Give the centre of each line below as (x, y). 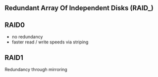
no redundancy (27, 37)
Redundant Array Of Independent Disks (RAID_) (79, 8)
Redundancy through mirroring (36, 70)
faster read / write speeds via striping (50, 42)
